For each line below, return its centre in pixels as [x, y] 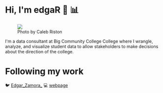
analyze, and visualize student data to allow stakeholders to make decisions [82, 46]
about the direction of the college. [39, 51]
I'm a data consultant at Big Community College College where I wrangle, [79, 41]
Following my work [44, 71]
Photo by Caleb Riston [40, 32]
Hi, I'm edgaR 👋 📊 [42, 10]
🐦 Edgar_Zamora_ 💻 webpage [37, 85]
